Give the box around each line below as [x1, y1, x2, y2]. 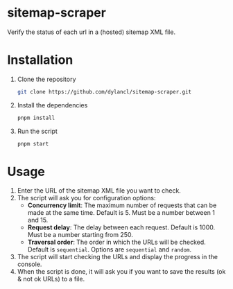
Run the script [17, 127, 58, 135]
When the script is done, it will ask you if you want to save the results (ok [17, 268, 226, 276]
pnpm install [17, 114, 55, 121]
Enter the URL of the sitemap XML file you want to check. [17, 186, 182, 195]
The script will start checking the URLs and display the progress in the [17, 253, 218, 261]
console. [17, 260, 42, 268]
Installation [7, 52, 74, 68]
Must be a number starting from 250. [27, 231, 133, 239]
